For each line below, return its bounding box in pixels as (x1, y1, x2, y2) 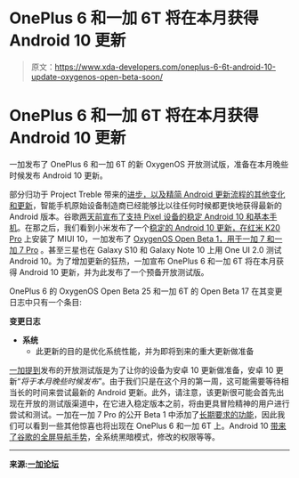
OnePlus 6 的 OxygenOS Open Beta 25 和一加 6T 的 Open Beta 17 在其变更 (9, 286, 283, 296)
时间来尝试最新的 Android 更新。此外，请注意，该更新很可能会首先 (32, 386, 277, 397)
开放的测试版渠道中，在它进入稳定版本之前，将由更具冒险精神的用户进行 (24, 398, 290, 409)
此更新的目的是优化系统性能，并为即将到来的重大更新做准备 (35, 345, 255, 356)
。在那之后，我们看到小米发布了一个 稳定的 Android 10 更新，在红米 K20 (17, 222, 280, 232)
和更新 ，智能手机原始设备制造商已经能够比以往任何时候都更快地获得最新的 (9, 199, 282, 210)
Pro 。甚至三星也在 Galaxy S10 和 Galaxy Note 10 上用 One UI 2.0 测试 (25, 244, 282, 255)
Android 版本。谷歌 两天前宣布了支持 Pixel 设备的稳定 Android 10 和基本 (9, 211, 270, 222)
